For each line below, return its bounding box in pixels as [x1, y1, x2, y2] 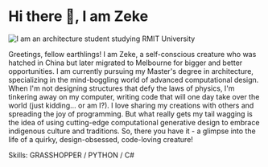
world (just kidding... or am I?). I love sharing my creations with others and [8, 100, 254, 110]
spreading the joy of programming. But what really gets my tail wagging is [8, 108, 254, 119]
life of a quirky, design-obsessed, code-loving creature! [8, 134, 193, 144]
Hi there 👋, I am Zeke [8, 7, 149, 26]
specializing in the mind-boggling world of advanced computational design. [8, 75, 259, 84]
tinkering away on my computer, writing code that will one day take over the [8, 92, 260, 101]
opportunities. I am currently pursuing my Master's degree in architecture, [8, 66, 254, 75]
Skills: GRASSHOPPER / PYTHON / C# [8, 150, 135, 160]
